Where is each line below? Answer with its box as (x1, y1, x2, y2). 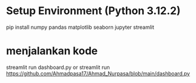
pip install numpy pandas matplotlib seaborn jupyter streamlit (6, 24, 155, 31)
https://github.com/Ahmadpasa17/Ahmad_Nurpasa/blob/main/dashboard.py (6, 69, 190, 77)
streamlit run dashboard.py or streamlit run (6, 64, 110, 71)
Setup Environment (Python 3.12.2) (6, 4, 181, 18)
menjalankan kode (6, 44, 98, 58)
